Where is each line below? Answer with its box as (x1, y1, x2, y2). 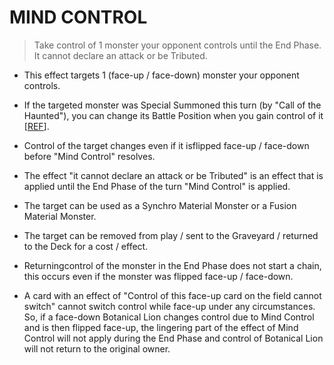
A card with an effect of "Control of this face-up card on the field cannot (23, 289, 322, 301)
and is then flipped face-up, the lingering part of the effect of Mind (23, 321, 299, 333)
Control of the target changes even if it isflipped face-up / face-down (23, 139, 310, 151)
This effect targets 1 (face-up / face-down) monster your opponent (23, 69, 300, 81)
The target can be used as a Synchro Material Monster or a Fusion (23, 199, 297, 211)
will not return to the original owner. (23, 342, 171, 355)
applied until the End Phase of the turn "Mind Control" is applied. (23, 180, 291, 192)
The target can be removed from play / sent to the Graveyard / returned (23, 229, 319, 241)
